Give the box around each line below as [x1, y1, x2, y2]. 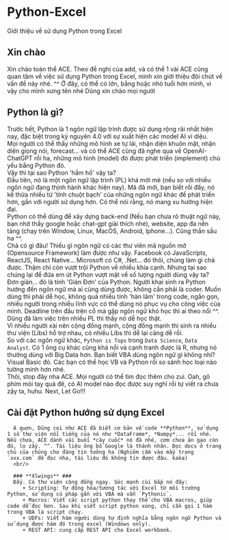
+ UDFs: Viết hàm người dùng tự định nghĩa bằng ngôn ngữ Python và [22, 515, 222, 521]
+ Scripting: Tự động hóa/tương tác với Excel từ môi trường [22, 484, 200, 492]
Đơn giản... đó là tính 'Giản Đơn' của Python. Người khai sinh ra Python [7, 278, 206, 286]
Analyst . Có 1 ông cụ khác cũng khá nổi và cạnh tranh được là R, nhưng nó [7, 343, 217, 352]
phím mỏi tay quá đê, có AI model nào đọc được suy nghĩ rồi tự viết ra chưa [7, 380, 219, 388]
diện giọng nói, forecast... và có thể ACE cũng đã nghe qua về [7, 147, 182, 155]
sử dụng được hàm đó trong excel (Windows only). [7, 521, 152, 528]
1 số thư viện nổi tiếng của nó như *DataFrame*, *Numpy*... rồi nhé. [7, 431, 213, 438]
